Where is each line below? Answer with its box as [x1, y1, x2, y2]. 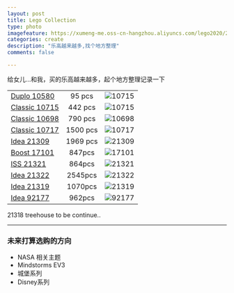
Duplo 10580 [10, 91, 55, 101]
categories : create [7, 36, 64, 43]
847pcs [68, 148, 95, 157]
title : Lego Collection [7, 17, 77, 24]
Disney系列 [17, 278, 50, 286]
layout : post [7, 10, 45, 17]
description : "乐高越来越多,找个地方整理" [7, 42, 120, 49]
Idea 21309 [10, 136, 50, 146]
